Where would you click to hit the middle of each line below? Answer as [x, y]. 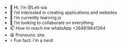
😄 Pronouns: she [27, 35]
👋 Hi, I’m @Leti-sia [28, 7]
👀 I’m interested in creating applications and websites [63, 12]
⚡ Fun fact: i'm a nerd [31, 40]
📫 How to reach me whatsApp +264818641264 [58, 28]
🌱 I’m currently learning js [35, 18]
